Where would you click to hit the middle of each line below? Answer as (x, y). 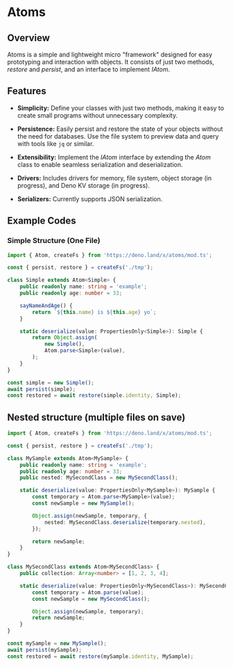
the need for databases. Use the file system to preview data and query (118, 136)
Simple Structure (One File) (54, 241)
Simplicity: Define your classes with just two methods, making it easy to (120, 108)
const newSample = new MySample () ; (84, 503)
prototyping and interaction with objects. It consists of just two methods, (111, 62)
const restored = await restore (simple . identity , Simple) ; (94, 395)
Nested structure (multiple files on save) (96, 417)
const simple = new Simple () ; (51, 383)
